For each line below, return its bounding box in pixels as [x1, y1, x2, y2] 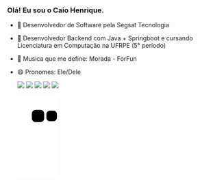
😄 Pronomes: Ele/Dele [16, 68, 81, 76]
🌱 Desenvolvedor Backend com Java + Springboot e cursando [16, 34, 193, 42]
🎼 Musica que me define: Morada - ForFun [16, 55, 137, 63]
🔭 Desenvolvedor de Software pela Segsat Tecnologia [16, 21, 169, 29]
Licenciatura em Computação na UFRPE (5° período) [16, 42, 166, 50]
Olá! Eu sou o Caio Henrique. [7, 5, 105, 15]
